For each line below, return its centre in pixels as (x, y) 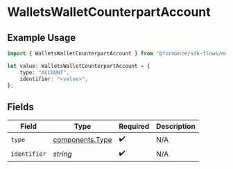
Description (175, 127)
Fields (21, 107)
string (62, 154)
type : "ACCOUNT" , (45, 72)
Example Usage (42, 38)
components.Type (83, 139)
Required (134, 127)
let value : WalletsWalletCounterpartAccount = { (79, 66)
